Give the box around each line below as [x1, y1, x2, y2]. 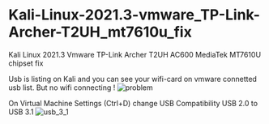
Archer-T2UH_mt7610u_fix [8, 23, 192, 41]
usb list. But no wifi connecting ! [8, 83, 116, 92]
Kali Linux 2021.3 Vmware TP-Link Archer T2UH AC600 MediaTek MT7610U [8, 49, 262, 59]
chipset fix [8, 58, 44, 68]
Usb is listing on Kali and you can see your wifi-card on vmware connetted [8, 74, 258, 83]
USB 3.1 [8, 107, 34, 117]
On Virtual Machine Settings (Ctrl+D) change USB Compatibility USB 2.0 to [8, 98, 258, 108]
